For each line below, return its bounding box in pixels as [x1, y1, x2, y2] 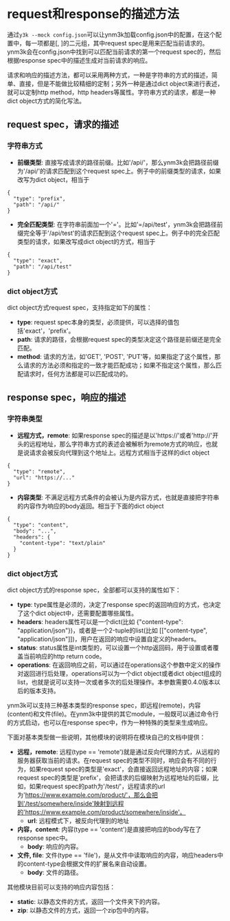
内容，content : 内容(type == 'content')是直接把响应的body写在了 [16, 825, 202, 834]
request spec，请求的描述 [7, 118, 119, 131]
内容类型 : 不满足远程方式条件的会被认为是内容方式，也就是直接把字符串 [16, 493, 220, 501]
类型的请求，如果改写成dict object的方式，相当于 [16, 237, 156, 245]
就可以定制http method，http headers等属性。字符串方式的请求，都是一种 [7, 87, 216, 96]
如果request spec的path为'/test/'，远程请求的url [29, 782, 165, 790]
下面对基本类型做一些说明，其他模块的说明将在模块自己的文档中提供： [7, 733, 206, 741]
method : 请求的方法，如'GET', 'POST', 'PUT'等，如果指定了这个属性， [16, 352, 215, 360]
